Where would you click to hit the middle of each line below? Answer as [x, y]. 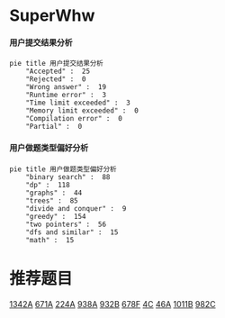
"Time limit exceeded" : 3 [78, 103]
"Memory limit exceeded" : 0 [82, 111]
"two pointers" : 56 [66, 224]
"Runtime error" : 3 [66, 95]
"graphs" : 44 [54, 193]
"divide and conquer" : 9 [76, 208]
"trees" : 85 [52, 200]
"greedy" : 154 [56, 216]
